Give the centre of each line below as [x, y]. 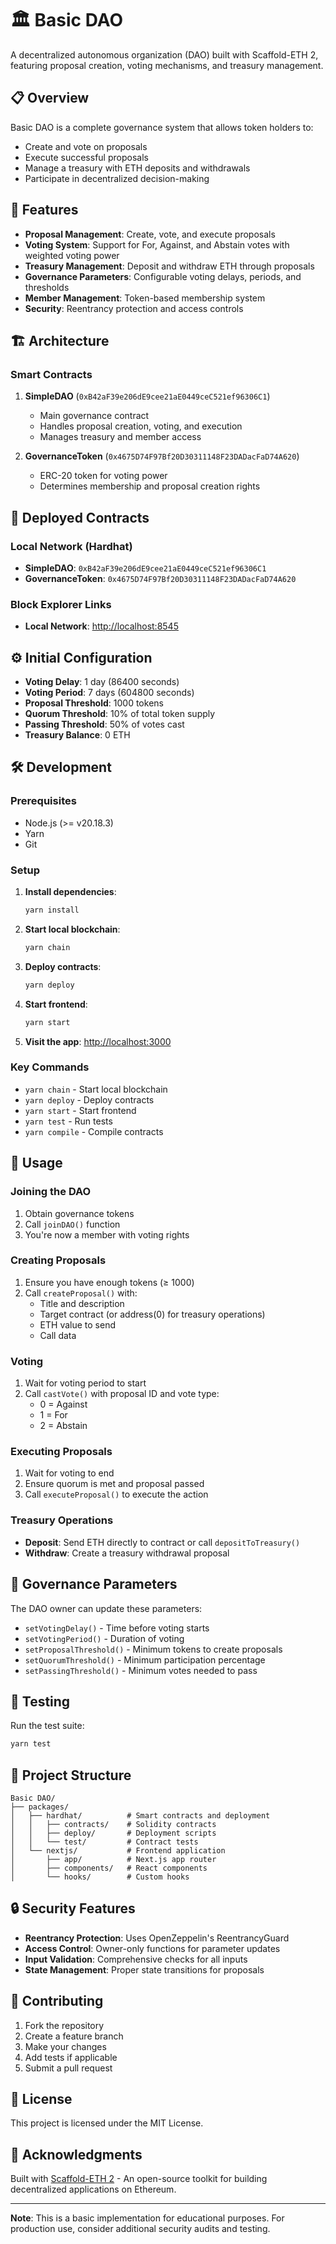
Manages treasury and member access [120, 437]
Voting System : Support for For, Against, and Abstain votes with [157, 244]
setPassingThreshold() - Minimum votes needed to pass [141, 1670]
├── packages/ [40, 1807]
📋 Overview [50, 98]
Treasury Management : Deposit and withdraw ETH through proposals [169, 266]
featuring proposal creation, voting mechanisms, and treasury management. [167, 65]
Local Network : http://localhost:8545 [101, 626]
